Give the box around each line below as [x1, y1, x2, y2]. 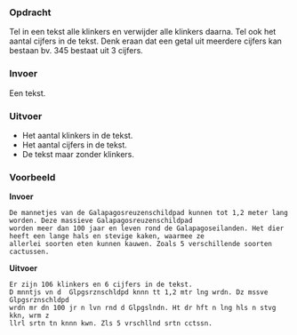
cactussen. [9, 247, 50, 257]
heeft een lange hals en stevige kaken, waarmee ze [9, 232, 205, 241]
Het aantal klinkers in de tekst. [21, 130, 133, 140]
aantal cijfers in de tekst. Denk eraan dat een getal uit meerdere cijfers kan [9, 36, 283, 46]
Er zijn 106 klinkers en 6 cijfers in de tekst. [9, 280, 193, 290]
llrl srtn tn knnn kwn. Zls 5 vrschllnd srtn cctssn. [9, 319, 213, 328]
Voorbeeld [9, 171, 56, 183]
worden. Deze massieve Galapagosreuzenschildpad [9, 216, 193, 226]
